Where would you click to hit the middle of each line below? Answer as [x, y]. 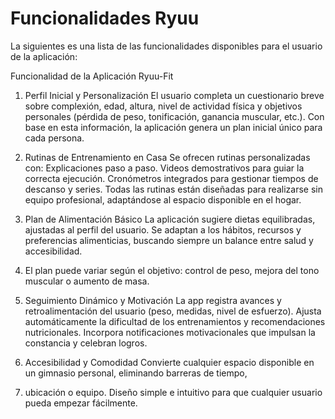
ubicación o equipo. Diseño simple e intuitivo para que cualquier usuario [173, 392]
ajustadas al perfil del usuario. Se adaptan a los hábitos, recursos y [163, 229]
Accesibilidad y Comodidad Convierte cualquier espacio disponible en [169, 362]
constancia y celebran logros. [86, 343]
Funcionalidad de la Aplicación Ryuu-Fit [92, 76]
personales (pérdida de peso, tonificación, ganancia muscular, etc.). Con [174, 116]
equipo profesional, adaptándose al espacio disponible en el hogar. [163, 199]
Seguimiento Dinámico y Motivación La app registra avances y [153, 300]
